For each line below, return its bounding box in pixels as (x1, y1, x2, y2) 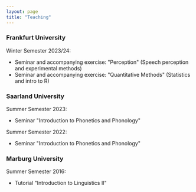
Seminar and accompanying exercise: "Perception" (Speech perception (14, 58, 189, 66)
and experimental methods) (14, 64, 82, 71)
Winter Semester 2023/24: (6, 47, 71, 54)
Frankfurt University (6, 34, 66, 42)
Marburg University (6, 155, 64, 163)
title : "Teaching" (6, 14, 51, 20)
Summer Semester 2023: (6, 106, 67, 113)
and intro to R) (14, 77, 50, 84)
